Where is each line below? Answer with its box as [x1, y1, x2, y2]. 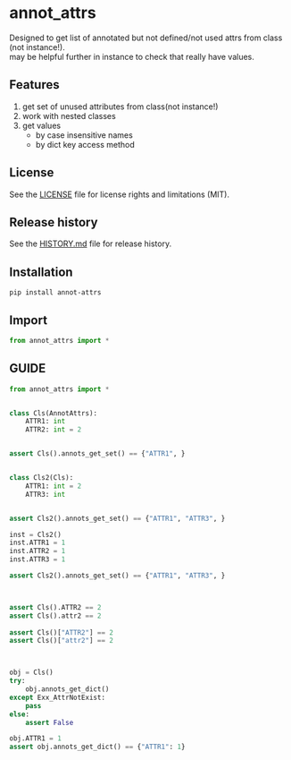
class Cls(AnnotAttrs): [9, 408, 98, 418]
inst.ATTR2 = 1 [9, 547, 66, 556]
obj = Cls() [9, 668, 54, 678]
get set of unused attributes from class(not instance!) [21, 101, 219, 112]
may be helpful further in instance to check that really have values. [9, 51, 254, 62]
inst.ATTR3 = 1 [9, 555, 66, 564]
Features [9, 77, 60, 92]
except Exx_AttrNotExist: [9, 693, 105, 702]
